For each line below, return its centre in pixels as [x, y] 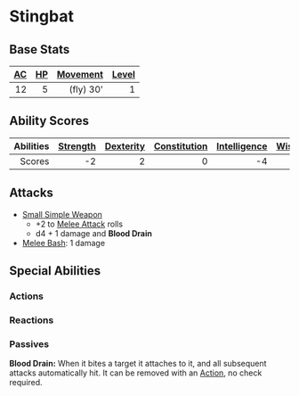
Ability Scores [49, 121]
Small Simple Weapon [62, 214]
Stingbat [41, 16]
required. [26, 383]
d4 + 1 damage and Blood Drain [94, 233]
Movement [80, 74]
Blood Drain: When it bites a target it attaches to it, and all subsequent [138, 364]
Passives [29, 343]
